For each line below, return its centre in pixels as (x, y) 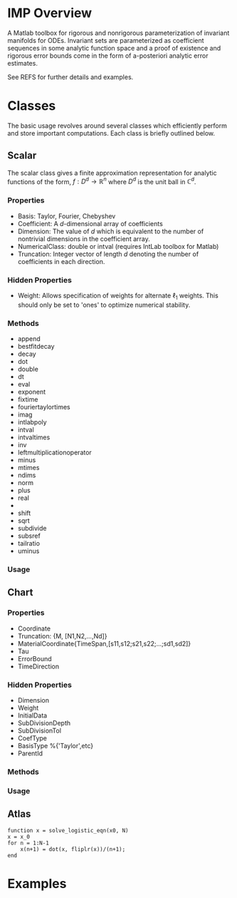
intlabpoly (32, 422)
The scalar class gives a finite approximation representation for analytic (112, 173)
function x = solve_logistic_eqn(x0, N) (68, 830)
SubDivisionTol (39, 730)
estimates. (22, 63)
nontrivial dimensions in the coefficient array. (84, 239)
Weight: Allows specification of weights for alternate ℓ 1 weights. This (118, 296)
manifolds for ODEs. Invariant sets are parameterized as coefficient (106, 40)
